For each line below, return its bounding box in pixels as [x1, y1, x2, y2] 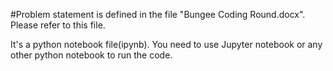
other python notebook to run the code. [10, 49, 173, 61]
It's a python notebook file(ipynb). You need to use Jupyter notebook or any [10, 39, 323, 50]
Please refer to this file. [10, 19, 106, 31]
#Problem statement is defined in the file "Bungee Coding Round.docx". [10, 9, 306, 20]
